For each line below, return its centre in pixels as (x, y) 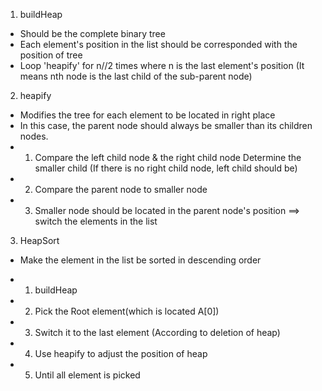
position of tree (51, 55)
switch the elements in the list (96, 221)
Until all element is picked (87, 375)
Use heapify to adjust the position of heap (121, 353)
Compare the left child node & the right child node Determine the (168, 157)
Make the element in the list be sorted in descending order (140, 260)
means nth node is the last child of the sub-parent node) (136, 76)
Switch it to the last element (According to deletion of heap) (157, 332)
